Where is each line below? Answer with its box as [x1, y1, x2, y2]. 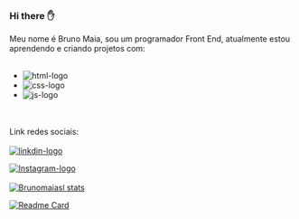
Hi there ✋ [9, 9, 55, 22]
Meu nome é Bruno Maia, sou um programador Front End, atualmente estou [9, 33, 291, 44]
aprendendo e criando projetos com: [9, 43, 146, 54]
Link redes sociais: [9, 127, 79, 138]
